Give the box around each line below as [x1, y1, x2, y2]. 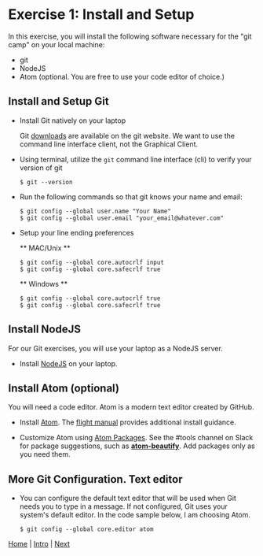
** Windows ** [19, 279, 68, 288]
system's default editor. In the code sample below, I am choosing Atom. [19, 510, 251, 520]
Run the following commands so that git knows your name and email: [19, 191, 243, 202]
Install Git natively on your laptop [19, 116, 126, 125]
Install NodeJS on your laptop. [19, 358, 118, 368]
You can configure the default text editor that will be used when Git [19, 494, 237, 503]
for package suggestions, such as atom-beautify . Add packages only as [19, 441, 255, 450]
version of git [19, 163, 63, 172]
